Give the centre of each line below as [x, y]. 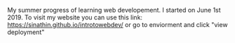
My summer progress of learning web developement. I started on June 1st [114, 10]
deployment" [26, 32]
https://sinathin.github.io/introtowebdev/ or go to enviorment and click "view [117, 25]
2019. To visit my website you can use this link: [75, 17]
